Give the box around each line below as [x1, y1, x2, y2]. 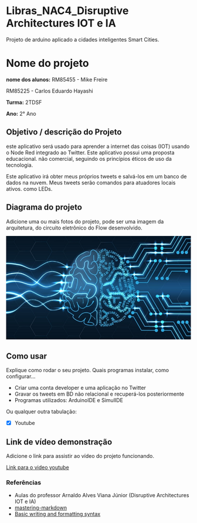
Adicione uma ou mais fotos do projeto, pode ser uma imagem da [6, 218, 164, 225]
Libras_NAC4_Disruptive [6, 4, 129, 18]
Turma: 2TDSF [6, 99, 42, 106]
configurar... [6, 373, 36, 380]
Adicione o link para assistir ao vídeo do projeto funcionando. [6, 452, 154, 459]
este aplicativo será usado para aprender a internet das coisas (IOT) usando [6, 143, 190, 150]
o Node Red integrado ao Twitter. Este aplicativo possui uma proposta [6, 149, 175, 156]
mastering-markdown [14, 504, 67, 511]
